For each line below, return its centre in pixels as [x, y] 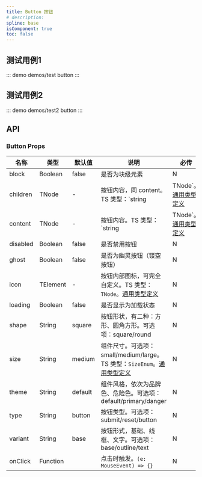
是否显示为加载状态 [128, 306]
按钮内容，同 [119, 190]
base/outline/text [125, 448]
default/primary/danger [134, 401]
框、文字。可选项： [128, 440]
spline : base [23, 23]
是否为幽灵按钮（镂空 [131, 256]
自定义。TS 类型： [127, 285]
